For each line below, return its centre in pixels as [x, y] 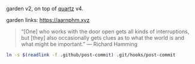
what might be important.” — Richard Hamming [79, 44]
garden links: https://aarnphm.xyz [48, 20]
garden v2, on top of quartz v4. [45, 9]
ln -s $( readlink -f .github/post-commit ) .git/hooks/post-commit [91, 55]
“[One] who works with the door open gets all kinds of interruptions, [105, 31]
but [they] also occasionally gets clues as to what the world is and [103, 38]
